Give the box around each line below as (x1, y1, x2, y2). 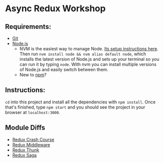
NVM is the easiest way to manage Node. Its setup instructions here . (19, 46, 159, 51)
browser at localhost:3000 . (5, 109, 60, 115)
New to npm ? (19, 72, 47, 77)
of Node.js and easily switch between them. (19, 67, 109, 72)
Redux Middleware (12, 141, 51, 147)
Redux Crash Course (12, 137, 55, 142)
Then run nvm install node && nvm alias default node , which (19, 51, 146, 57)
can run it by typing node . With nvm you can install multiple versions (19, 62, 157, 67)
